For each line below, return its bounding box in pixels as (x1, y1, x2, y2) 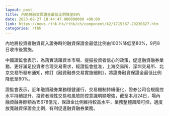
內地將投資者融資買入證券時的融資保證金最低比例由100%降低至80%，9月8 (5, 40, 160, 46)
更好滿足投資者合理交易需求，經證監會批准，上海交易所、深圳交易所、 (14, 63, 159, 69)
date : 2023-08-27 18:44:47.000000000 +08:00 (5, 16, 100, 21)
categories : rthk (5, 26, 42, 31)
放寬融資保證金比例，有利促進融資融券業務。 (5, 105, 98, 111)
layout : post (5, 7, 33, 12)
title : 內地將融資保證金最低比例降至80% (5, 12, 80, 17)
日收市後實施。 (5, 46, 36, 52)
